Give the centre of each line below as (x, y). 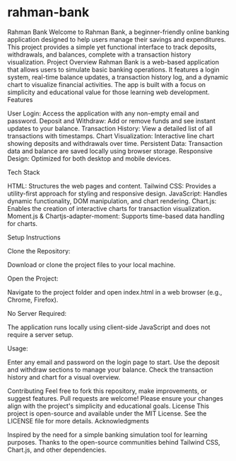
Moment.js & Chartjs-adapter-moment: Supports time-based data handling (116, 216)
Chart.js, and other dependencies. (57, 450)
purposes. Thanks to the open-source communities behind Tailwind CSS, (114, 442)
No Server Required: (37, 313)
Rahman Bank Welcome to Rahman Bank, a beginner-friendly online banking (118, 32)
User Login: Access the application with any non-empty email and (103, 113)
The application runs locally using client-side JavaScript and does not (109, 327)
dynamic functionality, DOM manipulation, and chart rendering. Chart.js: (112, 201)
